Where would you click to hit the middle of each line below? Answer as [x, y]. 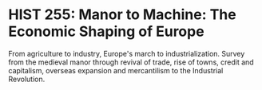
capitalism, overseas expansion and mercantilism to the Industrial [116, 70]
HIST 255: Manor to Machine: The [123, 15]
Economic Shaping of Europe [107, 31]
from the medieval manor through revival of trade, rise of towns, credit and [131, 62]
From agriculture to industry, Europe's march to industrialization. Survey [127, 53]
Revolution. [27, 79]
